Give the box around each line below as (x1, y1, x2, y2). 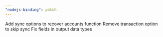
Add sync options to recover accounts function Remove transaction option (5, 21, 158, 27)
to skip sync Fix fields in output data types (5, 26, 92, 32)
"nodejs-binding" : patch (5, 7, 57, 12)
